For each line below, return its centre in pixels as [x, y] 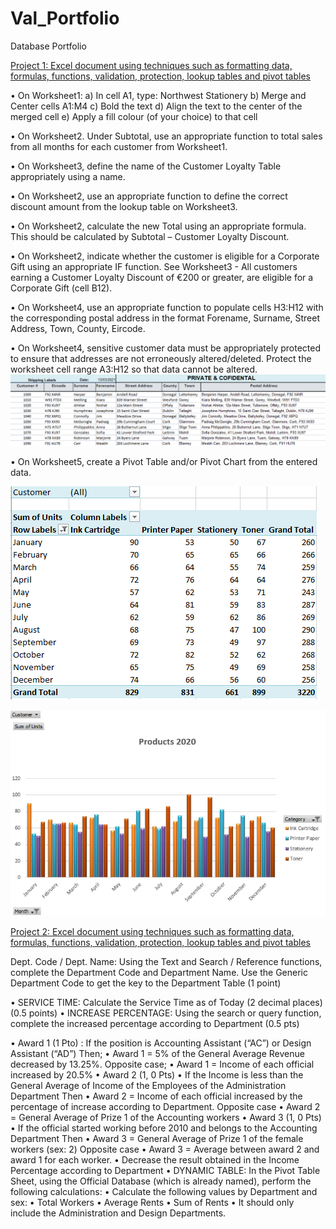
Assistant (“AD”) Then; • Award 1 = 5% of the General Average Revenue [157, 1053]
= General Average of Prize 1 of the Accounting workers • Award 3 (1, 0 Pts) [166, 1117]
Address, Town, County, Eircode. [78, 328]
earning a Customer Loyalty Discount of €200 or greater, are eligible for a [162, 277]
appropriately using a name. [68, 176]
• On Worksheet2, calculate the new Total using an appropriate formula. [158, 226]
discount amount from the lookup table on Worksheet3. [124, 206]
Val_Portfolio [65, 18]
